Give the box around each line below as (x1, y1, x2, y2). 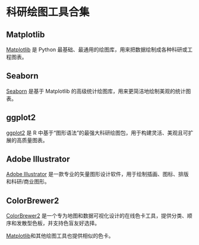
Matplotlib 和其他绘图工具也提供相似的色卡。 (6, 233, 114, 240)
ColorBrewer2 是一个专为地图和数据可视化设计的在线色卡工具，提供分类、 (6, 212, 188, 219)
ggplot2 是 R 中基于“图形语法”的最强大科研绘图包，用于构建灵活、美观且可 (6, 129, 188, 136)
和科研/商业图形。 (6, 178, 50, 185)
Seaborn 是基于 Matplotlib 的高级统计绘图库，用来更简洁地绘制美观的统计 (6, 87, 186, 95)
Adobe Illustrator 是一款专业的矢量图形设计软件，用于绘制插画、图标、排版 (6, 171, 189, 178)
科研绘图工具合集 (6, 5, 90, 19)
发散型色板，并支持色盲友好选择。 (16, 219, 100, 227)
